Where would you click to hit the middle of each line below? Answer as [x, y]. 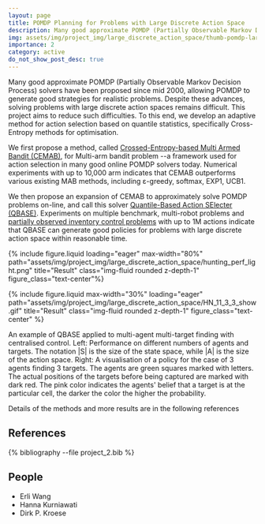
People [26, 477]
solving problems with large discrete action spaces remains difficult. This [127, 107]
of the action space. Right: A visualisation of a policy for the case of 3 [121, 359]
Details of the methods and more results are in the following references [124, 408]
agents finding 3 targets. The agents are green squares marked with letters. [131, 368]
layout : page [30, 15]
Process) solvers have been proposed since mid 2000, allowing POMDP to [129, 90]
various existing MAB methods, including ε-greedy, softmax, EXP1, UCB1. [127, 181]
